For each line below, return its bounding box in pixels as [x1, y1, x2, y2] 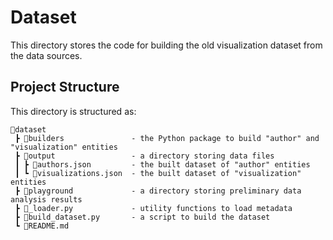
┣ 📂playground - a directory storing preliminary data [14, 186, 302, 196]
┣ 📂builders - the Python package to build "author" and [14, 133, 320, 143]
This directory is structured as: [10, 105, 137, 117]
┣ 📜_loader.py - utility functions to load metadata [14, 203, 293, 213]
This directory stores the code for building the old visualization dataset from [10, 39, 323, 51]
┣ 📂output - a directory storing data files [14, 151, 275, 161]
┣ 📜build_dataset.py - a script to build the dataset [14, 212, 271, 222]
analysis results [10, 194, 83, 205]
